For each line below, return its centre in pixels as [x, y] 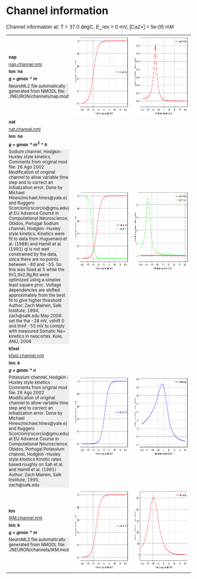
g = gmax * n [22, 370]
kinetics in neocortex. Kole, [36, 336]
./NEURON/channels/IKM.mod [39, 550]
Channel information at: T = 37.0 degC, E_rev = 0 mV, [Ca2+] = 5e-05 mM [90, 27]
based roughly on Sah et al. [36, 465]
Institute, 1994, [24, 311]
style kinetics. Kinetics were [37, 234]
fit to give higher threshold [35, 301]
